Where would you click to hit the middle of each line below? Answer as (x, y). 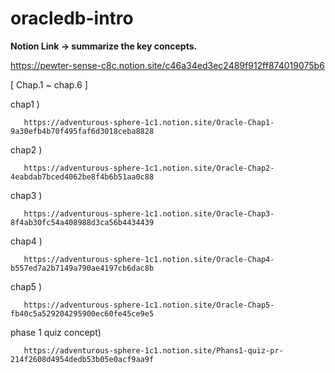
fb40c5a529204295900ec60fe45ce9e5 (82, 313)
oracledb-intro (72, 18)
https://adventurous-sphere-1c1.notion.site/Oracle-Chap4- (149, 259)
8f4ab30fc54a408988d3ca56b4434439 (82, 222)
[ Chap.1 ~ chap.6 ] (49, 84)
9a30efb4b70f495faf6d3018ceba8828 (82, 131)
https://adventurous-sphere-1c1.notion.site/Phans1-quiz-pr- (153, 350)
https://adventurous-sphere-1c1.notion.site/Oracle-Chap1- (149, 122)
